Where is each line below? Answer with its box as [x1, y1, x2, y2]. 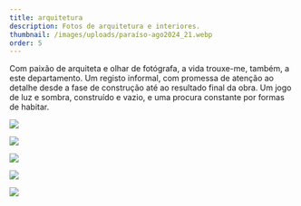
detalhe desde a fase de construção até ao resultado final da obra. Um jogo [9, 82, 292, 93]
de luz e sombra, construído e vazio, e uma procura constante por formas [9, 92, 286, 103]
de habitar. [9, 101, 50, 113]
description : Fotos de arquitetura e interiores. [9, 22, 201, 31]
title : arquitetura [9, 13, 83, 23]
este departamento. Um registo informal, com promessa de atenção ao [9, 73, 275, 84]
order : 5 [9, 38, 43, 48]
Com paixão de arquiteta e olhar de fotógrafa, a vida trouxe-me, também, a [9, 63, 290, 74]
